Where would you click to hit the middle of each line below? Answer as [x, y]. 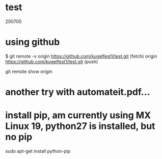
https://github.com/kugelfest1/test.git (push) [52, 61]
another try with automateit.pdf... [78, 92]
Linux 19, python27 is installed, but [80, 126]
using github [33, 42]
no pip [19, 137]
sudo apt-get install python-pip [38, 151]
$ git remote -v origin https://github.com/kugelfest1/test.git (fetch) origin [81, 56]
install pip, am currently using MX [78, 115]
